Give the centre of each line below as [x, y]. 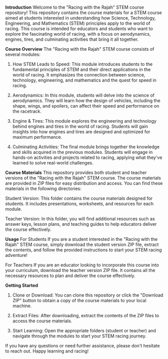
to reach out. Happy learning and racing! [47, 351]
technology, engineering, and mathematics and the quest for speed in [85, 80]
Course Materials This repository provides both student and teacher [76, 172]
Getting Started [22, 285]
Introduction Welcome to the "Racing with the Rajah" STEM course [75, 7]
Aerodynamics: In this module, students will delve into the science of [83, 95]
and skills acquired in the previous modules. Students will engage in [82, 152]
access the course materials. [42, 321]
